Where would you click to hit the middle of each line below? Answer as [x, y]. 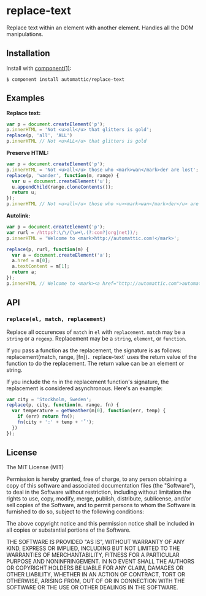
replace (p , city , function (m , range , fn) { [63, 405]
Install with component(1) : [39, 68]
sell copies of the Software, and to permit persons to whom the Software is [101, 505]
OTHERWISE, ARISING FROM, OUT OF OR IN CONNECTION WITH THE [96, 581]
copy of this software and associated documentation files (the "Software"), [101, 486]
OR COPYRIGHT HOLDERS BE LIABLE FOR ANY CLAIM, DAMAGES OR [95, 568]
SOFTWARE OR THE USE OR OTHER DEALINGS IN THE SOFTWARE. [92, 587]
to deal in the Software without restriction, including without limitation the [99, 492]
